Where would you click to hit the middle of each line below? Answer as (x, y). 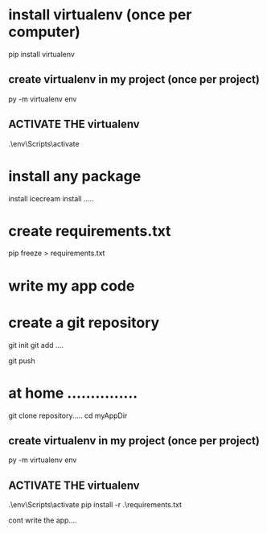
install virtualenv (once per (100, 15)
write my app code (72, 285)
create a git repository (84, 322)
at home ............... (73, 393)
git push (22, 361)
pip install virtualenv (41, 54)
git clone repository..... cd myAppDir (68, 415)
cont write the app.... (43, 520)
